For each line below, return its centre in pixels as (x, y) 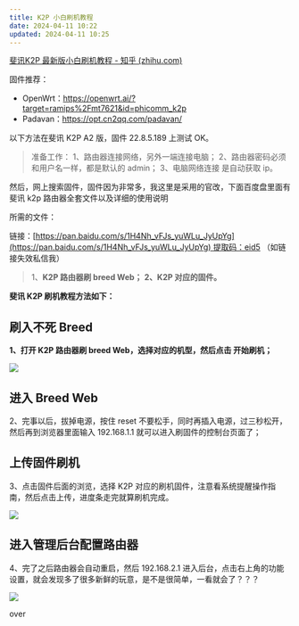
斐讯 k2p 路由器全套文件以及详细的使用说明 (89, 198)
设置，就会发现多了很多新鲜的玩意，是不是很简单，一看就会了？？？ (134, 579)
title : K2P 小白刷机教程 (51, 17)
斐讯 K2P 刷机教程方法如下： (62, 296)
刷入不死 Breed (51, 327)
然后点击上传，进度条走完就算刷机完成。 (99, 497)
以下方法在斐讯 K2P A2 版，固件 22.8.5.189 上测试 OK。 (112, 138)
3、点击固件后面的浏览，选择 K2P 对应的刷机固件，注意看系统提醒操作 (139, 486)
